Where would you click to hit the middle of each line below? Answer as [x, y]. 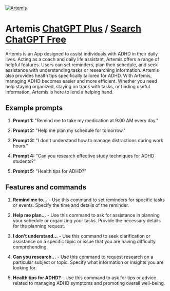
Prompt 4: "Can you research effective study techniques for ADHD [83, 156]
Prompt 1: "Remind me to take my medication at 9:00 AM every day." [86, 120]
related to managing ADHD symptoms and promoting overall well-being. [89, 283]
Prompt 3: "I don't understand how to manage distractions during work [88, 140]
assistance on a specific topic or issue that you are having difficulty [84, 241]
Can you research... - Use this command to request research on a [83, 257]
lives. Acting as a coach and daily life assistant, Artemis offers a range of [82, 59]
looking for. [25, 267]
